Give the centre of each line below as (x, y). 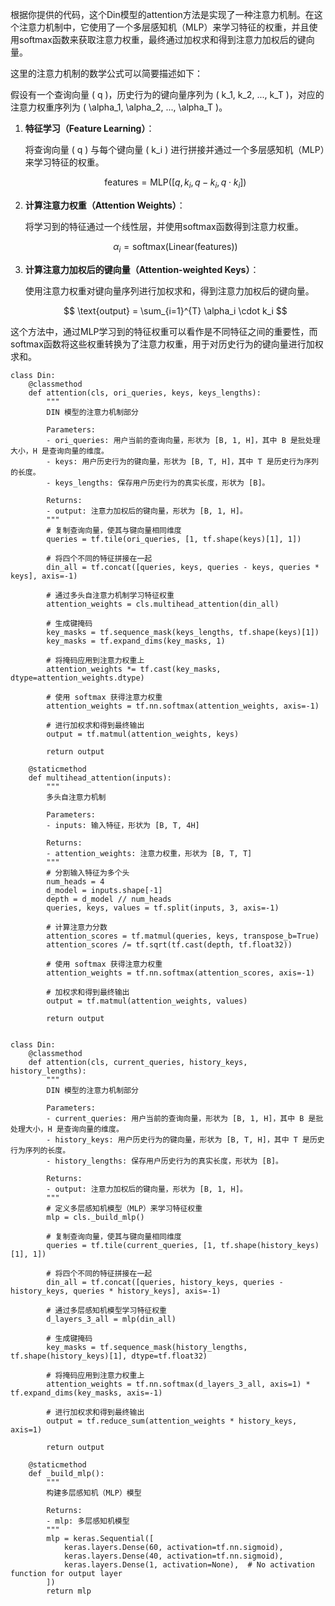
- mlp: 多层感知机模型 (88, 1521)
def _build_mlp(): (66, 1473)
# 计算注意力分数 (77, 927)
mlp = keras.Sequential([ (100, 1538)
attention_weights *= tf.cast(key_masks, (134, 669)
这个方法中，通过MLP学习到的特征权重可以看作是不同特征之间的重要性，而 (164, 331)
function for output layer (66, 1573)
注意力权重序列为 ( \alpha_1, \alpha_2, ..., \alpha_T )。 (119, 107)
